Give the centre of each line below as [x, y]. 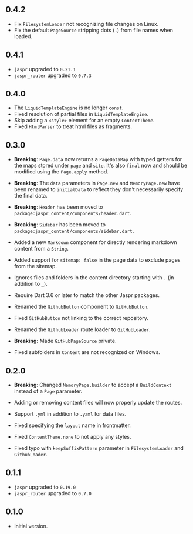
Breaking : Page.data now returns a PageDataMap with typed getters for [98, 159]
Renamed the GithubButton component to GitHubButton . [81, 307]
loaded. [23, 36]
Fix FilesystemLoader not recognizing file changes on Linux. [86, 24]
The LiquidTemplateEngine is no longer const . [69, 108]
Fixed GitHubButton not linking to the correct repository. [81, 318]
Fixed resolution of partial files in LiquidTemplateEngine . [81, 114]
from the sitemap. [35, 266]
